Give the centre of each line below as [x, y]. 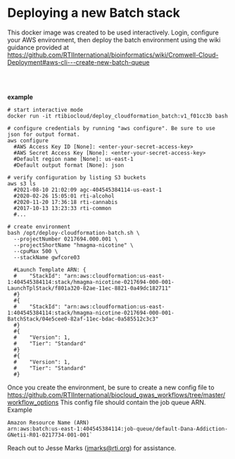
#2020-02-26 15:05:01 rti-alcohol [64, 196]
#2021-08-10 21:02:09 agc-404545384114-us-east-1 [88, 190]
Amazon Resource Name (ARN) [49, 422]
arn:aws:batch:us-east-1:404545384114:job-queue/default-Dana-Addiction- [118, 429]
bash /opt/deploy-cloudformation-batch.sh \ [74, 233]
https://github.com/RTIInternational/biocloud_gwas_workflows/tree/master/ [116, 394]
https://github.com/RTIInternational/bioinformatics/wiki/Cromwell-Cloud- [113, 55]
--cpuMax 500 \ [36, 251]
